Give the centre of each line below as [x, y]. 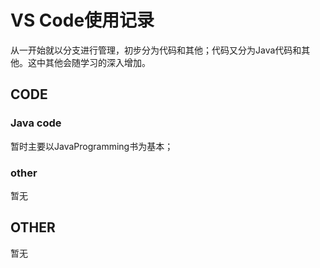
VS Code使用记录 [82, 20]
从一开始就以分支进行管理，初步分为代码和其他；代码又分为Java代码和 [156, 50]
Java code [36, 123]
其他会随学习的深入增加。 [97, 62]
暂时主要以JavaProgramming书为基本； [92, 146]
